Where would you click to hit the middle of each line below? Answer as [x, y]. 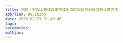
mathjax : [14, 33]
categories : [18, 28]
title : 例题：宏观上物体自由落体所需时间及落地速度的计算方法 [62, 10]
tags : [11, 23]
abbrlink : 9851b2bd [26, 14]
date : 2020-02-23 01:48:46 [33, 19]
